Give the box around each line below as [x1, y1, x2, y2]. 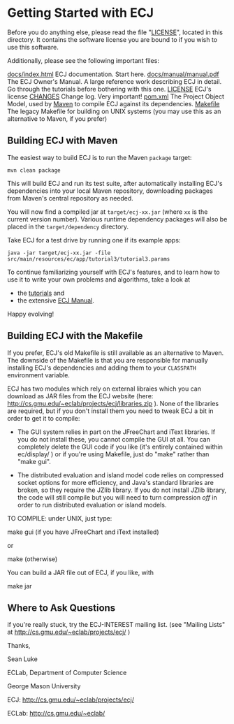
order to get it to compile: [7, 414, 80, 422]
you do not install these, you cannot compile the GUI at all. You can [17, 435, 211, 443]
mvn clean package [7, 166, 61, 174]
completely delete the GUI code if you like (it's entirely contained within [17, 442, 224, 451]
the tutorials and [17, 289, 65, 297]
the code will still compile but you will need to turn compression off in [17, 493, 218, 501]
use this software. [7, 43, 59, 51]
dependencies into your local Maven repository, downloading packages [7, 187, 213, 195]
